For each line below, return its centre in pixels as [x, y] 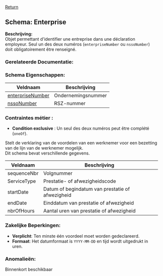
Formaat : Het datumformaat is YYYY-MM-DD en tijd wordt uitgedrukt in [80, 241]
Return [12, 7]
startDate [18, 192]
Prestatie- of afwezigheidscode [80, 181]
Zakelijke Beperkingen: [33, 226]
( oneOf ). [20, 134]
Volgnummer [58, 173]
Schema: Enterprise [36, 22]
